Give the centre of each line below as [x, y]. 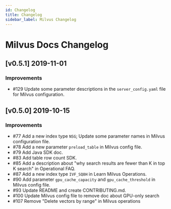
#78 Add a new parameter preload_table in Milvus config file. [77, 147]
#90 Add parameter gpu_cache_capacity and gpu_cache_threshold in [84, 179]
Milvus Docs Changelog [57, 45]
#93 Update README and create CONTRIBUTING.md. [69, 190]
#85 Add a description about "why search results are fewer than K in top [89, 163]
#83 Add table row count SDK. [45, 158]
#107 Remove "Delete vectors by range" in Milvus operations [77, 201]
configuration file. [31, 141]
